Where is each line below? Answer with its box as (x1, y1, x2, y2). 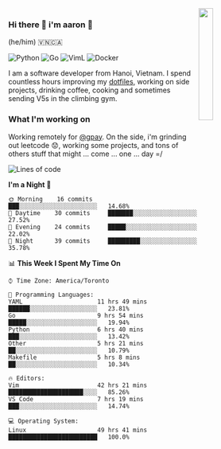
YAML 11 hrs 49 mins (8, 298, 148, 306)
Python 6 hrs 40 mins (8, 326, 145, 334)
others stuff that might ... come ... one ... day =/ (8, 149, 163, 158)
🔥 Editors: (8, 374, 45, 382)
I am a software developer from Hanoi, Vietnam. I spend (8, 68, 192, 78)
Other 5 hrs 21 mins (8, 339, 145, 347)
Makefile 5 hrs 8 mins (8, 353, 141, 361)
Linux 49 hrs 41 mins (8, 426, 148, 434)
